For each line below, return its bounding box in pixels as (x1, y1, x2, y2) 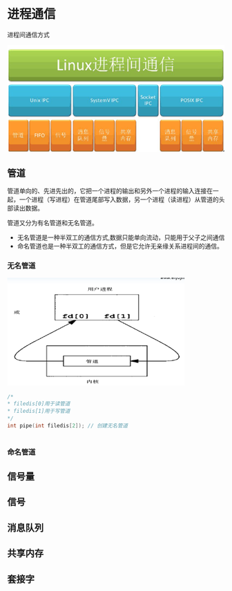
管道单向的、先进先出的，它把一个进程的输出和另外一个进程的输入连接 (7, 187, 207, 195)
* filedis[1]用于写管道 (7, 408, 70, 415)
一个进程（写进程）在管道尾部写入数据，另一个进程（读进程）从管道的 (19, 195, 219, 204)
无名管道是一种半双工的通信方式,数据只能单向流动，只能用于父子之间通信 (17, 233, 225, 242)
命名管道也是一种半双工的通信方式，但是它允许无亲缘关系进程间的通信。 (17, 242, 223, 251)
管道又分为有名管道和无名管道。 (7, 219, 98, 227)
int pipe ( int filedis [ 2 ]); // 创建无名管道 (7, 423, 128, 429)
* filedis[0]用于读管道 (7, 400, 70, 407)
